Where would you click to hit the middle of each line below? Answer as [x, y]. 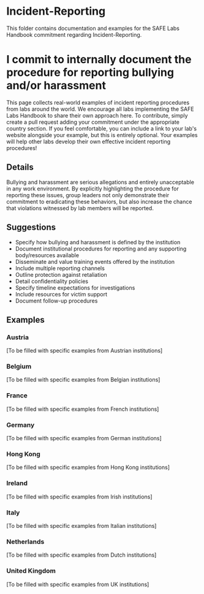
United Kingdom [31, 571]
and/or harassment [56, 85]
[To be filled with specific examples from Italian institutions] [81, 525]
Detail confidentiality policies [52, 281]
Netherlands [25, 541]
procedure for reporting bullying [90, 73]
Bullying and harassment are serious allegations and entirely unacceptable [100, 182]
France [17, 396]
